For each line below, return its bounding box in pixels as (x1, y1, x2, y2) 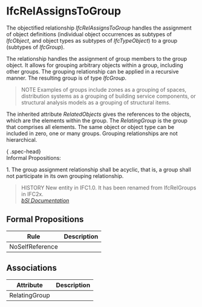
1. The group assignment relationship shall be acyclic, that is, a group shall (6, 166, 192, 173)
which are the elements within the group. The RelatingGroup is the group (6, 116, 187, 124)
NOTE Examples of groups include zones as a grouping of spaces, (21, 86, 187, 93)
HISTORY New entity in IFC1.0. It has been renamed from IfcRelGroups (21, 184, 197, 191)
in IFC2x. (21, 190, 44, 197)
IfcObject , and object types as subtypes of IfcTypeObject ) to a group (6, 37, 178, 44)
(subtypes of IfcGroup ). (6, 43, 65, 51)
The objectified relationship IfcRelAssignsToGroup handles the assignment (6, 24, 192, 31)
